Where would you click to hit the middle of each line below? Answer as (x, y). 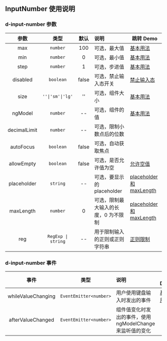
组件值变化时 (131, 309)
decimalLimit (23, 130)
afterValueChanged (32, 320)
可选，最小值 (109, 57)
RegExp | (58, 236)
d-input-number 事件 (31, 263)
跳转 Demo (145, 38)
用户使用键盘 (131, 293)
